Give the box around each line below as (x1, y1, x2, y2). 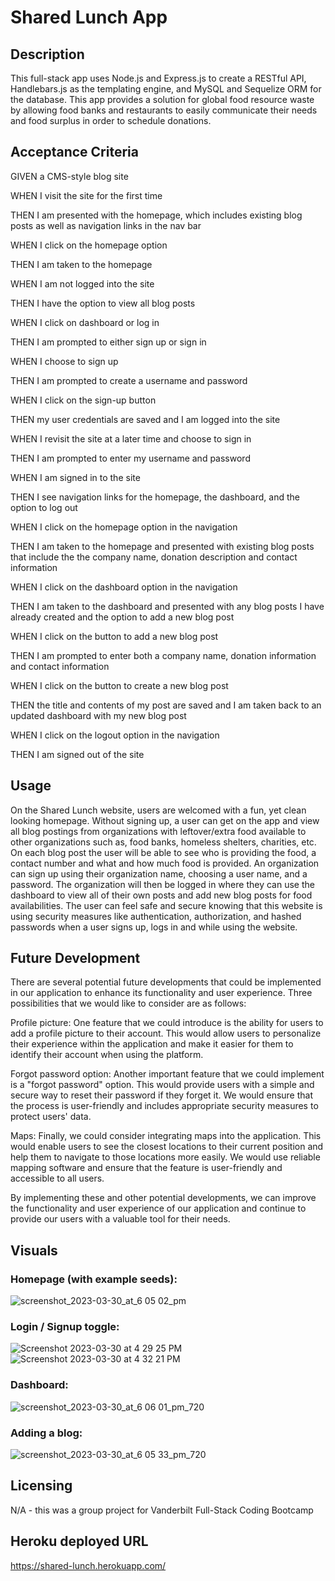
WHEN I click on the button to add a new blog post (10, 630, 219, 642)
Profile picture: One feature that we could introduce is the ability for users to (10, 1017, 324, 1029)
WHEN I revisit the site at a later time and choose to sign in (10, 432, 252, 445)
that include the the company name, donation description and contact (10, 551, 298, 563)
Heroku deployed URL (10, 1533, 149, 1550)
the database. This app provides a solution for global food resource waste (10, 94, 315, 105)
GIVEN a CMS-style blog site (10, 170, 129, 182)
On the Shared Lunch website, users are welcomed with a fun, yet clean (10, 804, 307, 816)
